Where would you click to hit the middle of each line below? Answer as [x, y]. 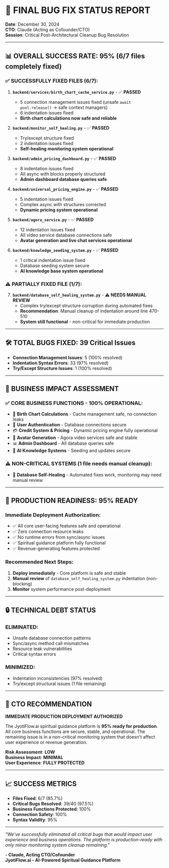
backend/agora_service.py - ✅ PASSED [53, 219]
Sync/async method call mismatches [51, 643]
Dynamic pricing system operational [59, 210]
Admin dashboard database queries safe [63, 179]
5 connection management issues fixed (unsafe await [75, 102]
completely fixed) [33, 67]
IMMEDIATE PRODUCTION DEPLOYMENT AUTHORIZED [64, 716]
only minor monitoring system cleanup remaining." [58, 845]
